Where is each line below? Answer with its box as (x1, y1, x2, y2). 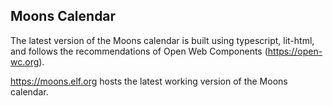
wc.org (10, 55, 40, 68)
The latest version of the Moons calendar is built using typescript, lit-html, (10, 34, 315, 46)
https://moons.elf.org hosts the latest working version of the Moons (10, 75, 288, 87)
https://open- (267, 45, 323, 57)
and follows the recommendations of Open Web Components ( (10, 45, 268, 57)
